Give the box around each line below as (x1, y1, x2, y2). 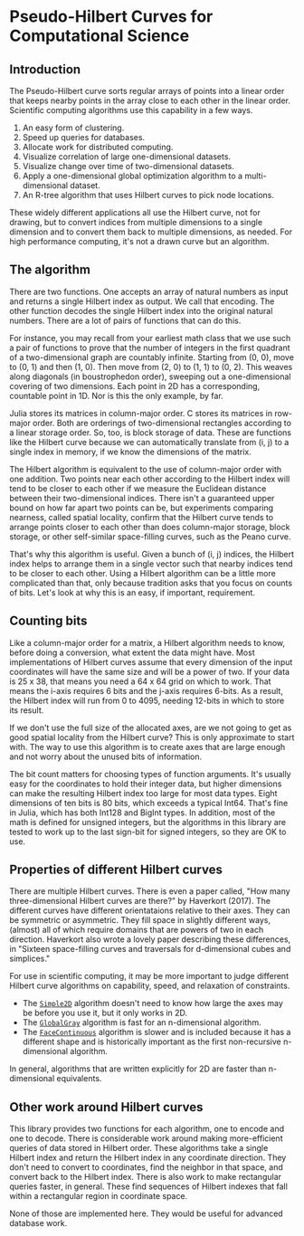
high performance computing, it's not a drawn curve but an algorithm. (9, 236, 270, 246)
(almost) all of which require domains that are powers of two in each (9, 925, 264, 936)
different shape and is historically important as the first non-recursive (22, 1036, 282, 1047)
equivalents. (56, 1073, 102, 1084)
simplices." (9, 953, 51, 965)
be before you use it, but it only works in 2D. (22, 1007, 188, 1019)
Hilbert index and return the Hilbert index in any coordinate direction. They (9, 1152, 287, 1164)
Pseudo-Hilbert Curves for (9, 6, 214, 27)
